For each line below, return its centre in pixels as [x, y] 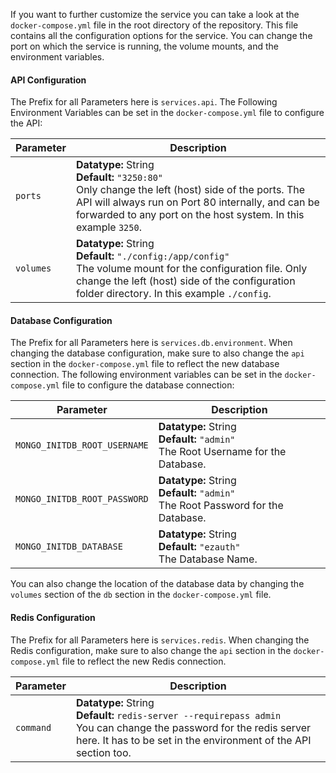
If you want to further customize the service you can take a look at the [155, 14]
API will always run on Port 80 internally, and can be [197, 202]
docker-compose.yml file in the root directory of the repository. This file [154, 25]
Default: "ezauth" [199, 547]
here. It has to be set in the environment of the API [193, 740]
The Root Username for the [222, 452]
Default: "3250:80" [119, 177]
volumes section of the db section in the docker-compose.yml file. [141, 595]
